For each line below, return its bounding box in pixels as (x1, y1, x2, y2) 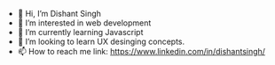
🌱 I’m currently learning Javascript (17, 27, 144, 37)
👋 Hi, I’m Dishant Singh (17, 9, 102, 18)
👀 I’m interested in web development (17, 18, 152, 28)
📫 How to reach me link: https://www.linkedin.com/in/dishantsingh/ (17, 47, 266, 56)
